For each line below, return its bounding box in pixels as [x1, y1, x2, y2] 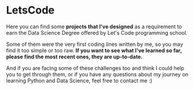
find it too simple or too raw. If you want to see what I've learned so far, [6, 46, 182, 54]
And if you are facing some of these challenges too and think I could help [6, 64, 185, 71]
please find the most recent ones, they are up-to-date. [6, 53, 143, 60]
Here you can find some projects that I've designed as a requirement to [6, 23, 182, 30]
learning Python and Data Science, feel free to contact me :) [6, 77, 153, 84]
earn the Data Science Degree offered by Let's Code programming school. [6, 29, 187, 36]
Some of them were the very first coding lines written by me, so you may [6, 41, 183, 48]
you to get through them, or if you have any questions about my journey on [6, 71, 189, 78]
